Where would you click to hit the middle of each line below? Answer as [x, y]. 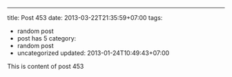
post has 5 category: [47, 38]
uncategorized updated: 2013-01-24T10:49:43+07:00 [93, 53]
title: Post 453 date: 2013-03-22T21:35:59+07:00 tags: [85, 18]
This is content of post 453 [46, 66]
